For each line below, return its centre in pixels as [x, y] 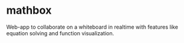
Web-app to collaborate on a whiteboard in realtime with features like [92, 27]
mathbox [29, 10]
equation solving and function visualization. [60, 33]
